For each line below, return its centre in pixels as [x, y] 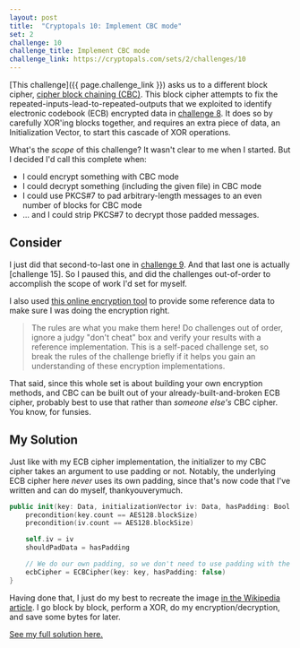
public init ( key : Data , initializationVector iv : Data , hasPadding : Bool [150, 506]
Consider [36, 243]
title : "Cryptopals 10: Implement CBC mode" [95, 26]
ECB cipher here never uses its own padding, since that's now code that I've [150, 480]
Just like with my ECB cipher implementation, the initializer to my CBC [138, 462]
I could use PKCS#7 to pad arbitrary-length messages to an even [142, 195]
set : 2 [21, 34]
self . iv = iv [50, 540]
